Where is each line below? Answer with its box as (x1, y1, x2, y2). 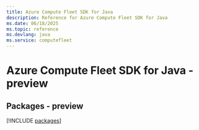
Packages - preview (6, 101, 84, 111)
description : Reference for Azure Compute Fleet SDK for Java (6, 15, 168, 21)
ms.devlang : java (6, 32, 51, 38)
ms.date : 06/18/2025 (6, 20, 59, 26)
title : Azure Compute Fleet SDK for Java (6, 9, 114, 15)
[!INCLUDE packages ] (6, 117, 62, 124)
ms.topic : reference (6, 26, 59, 32)
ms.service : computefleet (6, 37, 72, 43)
